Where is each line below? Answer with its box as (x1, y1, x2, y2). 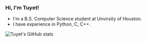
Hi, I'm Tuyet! (5, 4, 39, 11)
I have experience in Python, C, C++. (12, 21, 91, 27)
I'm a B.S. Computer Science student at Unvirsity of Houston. (12, 16, 142, 22)
